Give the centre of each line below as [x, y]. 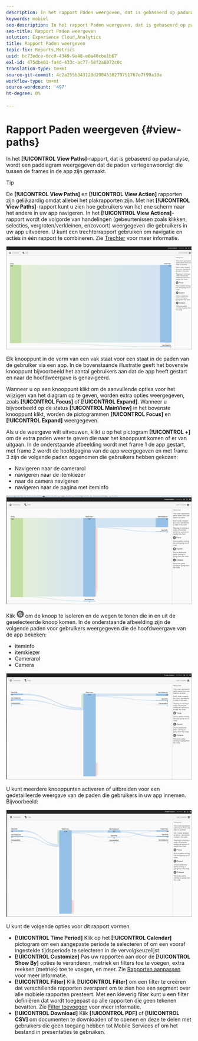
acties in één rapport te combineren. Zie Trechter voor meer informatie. [93, 238]
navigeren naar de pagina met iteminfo [62, 487]
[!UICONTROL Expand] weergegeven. [52, 421]
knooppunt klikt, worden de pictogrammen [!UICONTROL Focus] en [88, 414]
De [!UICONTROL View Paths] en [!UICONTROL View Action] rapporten [94, 194]
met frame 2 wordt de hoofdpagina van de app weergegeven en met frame [97, 451]
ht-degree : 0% [24, 94]
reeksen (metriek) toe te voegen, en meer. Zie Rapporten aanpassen [98, 969]
